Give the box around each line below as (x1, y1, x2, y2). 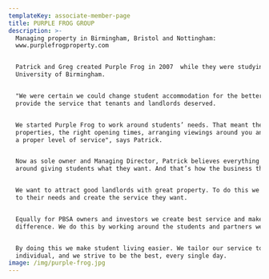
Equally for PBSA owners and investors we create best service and (15, 215, 246, 223)
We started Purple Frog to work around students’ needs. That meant (15, 121, 249, 129)
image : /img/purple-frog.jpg (8, 259, 106, 267)
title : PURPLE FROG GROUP (8, 19, 94, 27)
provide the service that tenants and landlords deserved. (15, 99, 217, 107)
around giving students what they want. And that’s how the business (15, 165, 252, 173)
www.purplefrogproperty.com (15, 42, 110, 50)
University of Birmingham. (15, 71, 106, 79)
